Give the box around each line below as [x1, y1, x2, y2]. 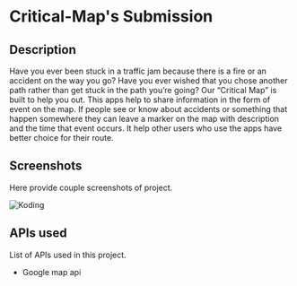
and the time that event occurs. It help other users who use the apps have [9, 123, 283, 134]
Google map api [22, 266, 82, 277]
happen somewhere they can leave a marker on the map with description [9, 114, 280, 124]
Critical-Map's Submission [9, 6, 214, 27]
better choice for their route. [9, 133, 114, 143]
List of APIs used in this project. [9, 249, 127, 260]
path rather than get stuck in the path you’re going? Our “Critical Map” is [9, 85, 277, 95]
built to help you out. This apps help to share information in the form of [9, 94, 271, 105]
